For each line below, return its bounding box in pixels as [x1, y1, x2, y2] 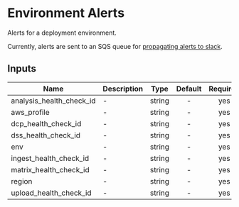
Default [176, 84, 202, 94]
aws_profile [11, 107, 50, 117]
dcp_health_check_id [11, 118, 82, 128]
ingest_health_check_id [11, 153, 90, 163]
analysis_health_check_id [11, 96, 96, 106]
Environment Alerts [7, 5, 125, 21]
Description [102, 84, 144, 94]
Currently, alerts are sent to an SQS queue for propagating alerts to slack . [7, 42, 223, 50]
